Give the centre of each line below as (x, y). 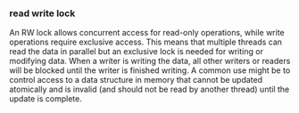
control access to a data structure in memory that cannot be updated (136, 80)
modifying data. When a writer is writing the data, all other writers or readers (150, 61)
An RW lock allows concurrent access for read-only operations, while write (147, 33)
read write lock (42, 13)
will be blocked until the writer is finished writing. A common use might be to (150, 70)
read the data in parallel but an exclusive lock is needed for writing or (136, 52)
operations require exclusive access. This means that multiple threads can (146, 42)
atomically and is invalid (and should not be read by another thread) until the (149, 89)
